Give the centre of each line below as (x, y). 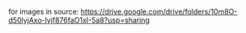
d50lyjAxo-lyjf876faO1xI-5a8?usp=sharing (79, 20)
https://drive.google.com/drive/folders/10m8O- (159, 12)
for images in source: (44, 12)
